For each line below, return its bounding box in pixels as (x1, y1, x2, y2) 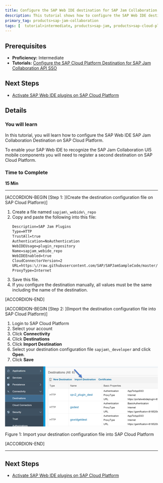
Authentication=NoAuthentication (12, 239, 80, 244)
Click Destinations (12, 336, 50, 342)
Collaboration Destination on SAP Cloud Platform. (5, 137, 104, 143)
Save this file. (12, 276, 39, 282)
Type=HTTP (12, 229, 33, 234)
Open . (12, 351, 25, 357)
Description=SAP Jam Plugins (12, 224, 71, 229)
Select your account (12, 326, 52, 331)
